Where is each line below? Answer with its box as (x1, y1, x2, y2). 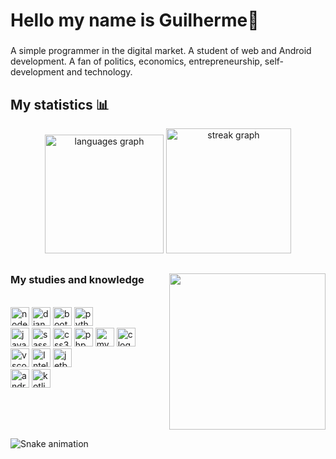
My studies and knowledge (10, 273, 145, 287)
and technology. (66, 66, 133, 78)
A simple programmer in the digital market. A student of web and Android (10, 45, 312, 57)
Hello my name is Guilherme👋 (10, 9, 260, 32)
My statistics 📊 (10, 96, 110, 113)
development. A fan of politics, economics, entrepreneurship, (10, 55, 263, 68)
